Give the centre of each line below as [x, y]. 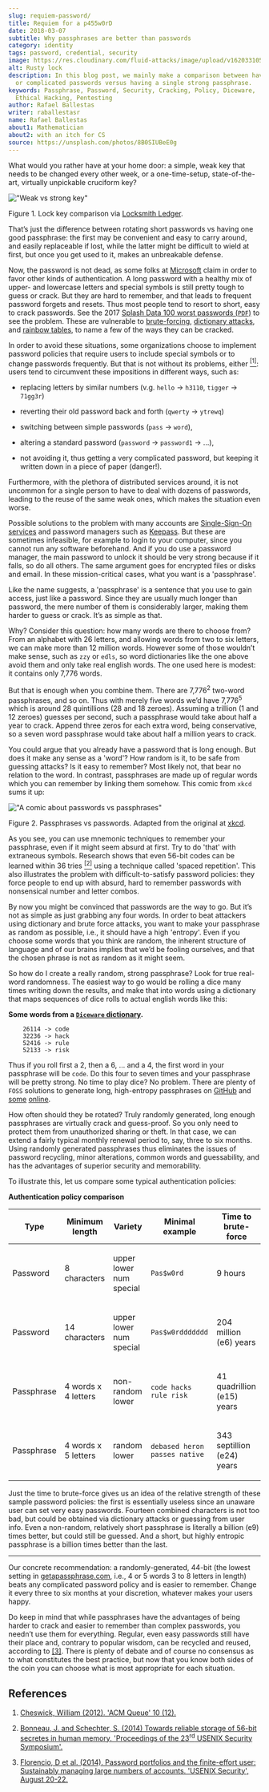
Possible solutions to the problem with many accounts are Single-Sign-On [130, 523]
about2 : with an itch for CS [57, 135]
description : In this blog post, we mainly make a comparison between [128, 75]
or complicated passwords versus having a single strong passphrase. [134, 83]
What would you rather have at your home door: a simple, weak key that [127, 165]
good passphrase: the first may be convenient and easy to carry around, [128, 237]
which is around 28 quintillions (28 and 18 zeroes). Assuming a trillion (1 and [133, 708]
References [38, 1693]
